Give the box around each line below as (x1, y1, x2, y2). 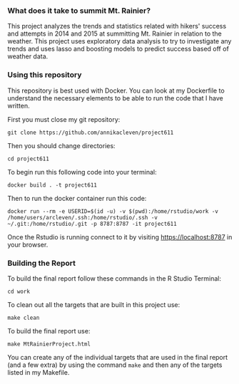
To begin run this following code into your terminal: (7, 167, 157, 176)
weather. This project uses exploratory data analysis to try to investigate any (7, 37, 232, 46)
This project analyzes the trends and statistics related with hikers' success (7, 22, 227, 31)
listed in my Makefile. (7, 368, 70, 376)
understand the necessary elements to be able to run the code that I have (7, 93, 223, 102)
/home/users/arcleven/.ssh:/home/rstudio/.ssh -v (7, 214, 158, 221)
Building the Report (7, 258, 76, 268)
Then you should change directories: (7, 141, 116, 150)
